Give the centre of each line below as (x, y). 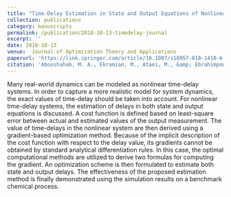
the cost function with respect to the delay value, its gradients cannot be (110, 142)
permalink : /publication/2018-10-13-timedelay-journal (87, 33)
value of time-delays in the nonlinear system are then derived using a (105, 128)
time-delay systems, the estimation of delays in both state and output (106, 106)
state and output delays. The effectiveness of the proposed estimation (107, 172)
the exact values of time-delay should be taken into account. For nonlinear (112, 98)
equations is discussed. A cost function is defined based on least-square (111, 113)
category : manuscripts (40, 26)
